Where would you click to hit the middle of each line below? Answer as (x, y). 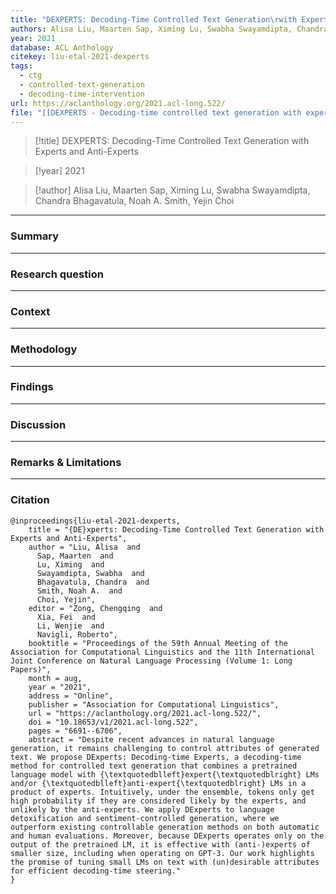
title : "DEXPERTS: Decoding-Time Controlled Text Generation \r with (154, 19)
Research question (57, 274)
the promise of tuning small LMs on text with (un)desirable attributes (165, 862)
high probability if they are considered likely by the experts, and (158, 801)
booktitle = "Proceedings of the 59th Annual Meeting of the (158, 643)
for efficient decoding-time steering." (96, 871)
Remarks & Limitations (66, 463)
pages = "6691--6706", (75, 731)
